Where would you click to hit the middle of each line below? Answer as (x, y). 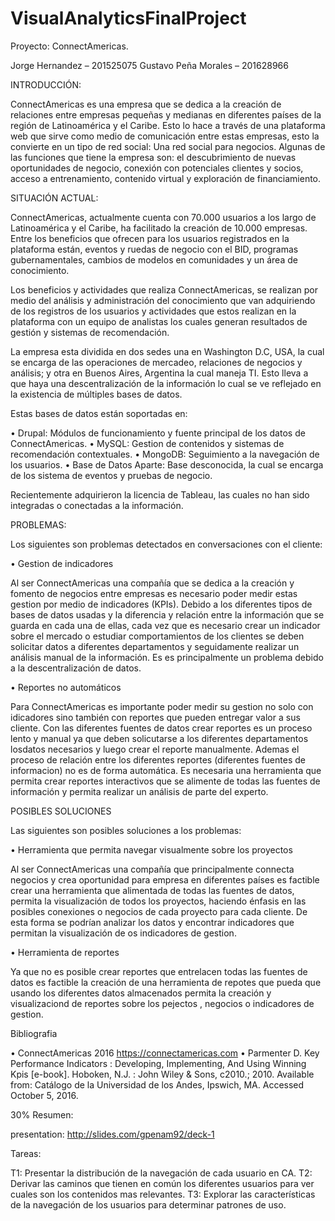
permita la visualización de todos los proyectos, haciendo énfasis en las (158, 901)
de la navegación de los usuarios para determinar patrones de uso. (148, 1204)
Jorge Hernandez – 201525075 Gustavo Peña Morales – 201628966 (149, 65)
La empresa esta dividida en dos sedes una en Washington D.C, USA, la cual (167, 351)
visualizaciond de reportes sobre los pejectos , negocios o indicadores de (162, 1003)
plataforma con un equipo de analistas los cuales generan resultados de (159, 321)
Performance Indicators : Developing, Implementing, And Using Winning (158, 1063)
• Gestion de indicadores (62, 563)
